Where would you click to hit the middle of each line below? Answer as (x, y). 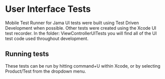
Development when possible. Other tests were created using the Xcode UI (81, 28)
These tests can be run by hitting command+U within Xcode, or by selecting (83, 66)
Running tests (27, 54)
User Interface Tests (48, 9)
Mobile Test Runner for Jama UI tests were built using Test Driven (72, 23)
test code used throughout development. (47, 39)
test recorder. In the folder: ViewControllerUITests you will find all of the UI (81, 33)
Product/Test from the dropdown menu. (46, 71)
